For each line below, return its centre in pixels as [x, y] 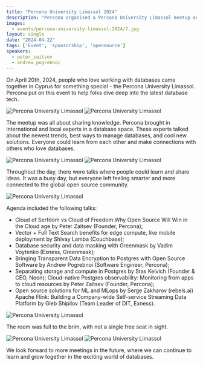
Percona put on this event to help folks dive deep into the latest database [97, 93]
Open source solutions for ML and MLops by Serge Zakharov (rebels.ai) [104, 290]
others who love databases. [41, 148]
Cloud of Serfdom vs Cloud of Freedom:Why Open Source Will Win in [101, 220]
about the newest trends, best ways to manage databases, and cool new [97, 135]
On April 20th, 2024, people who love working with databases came [91, 80]
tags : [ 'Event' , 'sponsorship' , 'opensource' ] [66, 46]
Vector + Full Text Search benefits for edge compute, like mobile [95, 232]
